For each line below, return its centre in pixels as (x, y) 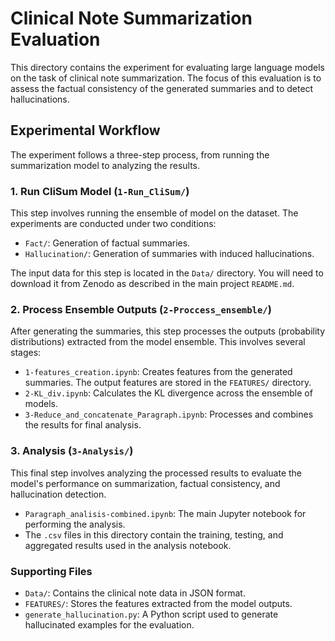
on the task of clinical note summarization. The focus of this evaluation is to (166, 78)
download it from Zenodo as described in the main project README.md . (152, 284)
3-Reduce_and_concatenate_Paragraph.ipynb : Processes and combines (169, 414)
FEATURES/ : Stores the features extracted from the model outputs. (158, 603)
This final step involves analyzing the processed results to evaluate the (156, 473)
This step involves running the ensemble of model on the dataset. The (154, 213)
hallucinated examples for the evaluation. (109, 624)
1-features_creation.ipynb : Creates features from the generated (158, 372)
